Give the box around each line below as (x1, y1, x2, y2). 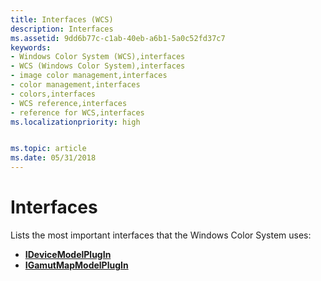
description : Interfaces (10, 24, 114, 34)
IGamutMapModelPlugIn (24, 259, 129, 271)
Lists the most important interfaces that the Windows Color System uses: (10, 229, 312, 241)
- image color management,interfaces (10, 71, 168, 81)
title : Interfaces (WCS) (10, 14, 114, 25)
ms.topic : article (10, 144, 87, 154)
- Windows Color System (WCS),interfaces (10, 52, 186, 62)
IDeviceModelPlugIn (24, 248, 112, 260)
